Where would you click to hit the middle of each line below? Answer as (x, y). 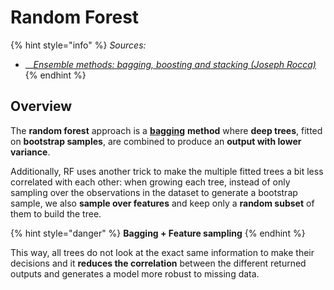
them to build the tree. (56, 213)
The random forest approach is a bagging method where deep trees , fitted (166, 130)
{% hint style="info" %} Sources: (78, 45)
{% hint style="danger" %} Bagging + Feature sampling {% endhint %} (158, 233)
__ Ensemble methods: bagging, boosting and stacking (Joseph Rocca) (170, 64)
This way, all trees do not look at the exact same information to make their (162, 252)
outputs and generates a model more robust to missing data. (135, 273)
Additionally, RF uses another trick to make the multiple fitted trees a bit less (167, 171)
